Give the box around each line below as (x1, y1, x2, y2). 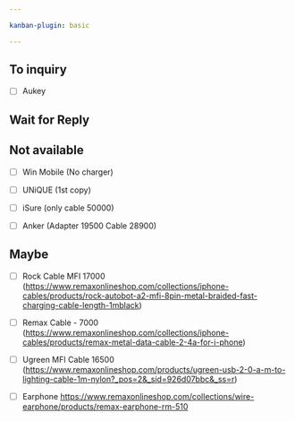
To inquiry (9, 62, 67, 77)
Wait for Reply (9, 112, 90, 127)
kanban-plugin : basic (9, 21, 90, 30)
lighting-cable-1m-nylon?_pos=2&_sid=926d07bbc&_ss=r (21, 374, 235, 384)
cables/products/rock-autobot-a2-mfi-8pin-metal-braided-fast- (21, 290, 257, 301)
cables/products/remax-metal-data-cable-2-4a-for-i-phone (21, 337, 243, 348)
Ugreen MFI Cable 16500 (21, 354, 114, 365)
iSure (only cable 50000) (21, 202, 114, 213)
